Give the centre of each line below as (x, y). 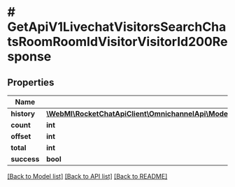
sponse (29, 57)
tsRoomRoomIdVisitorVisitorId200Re (117, 42)
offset (21, 136)
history (23, 114)
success (25, 159)
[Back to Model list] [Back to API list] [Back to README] (87, 176)
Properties (31, 82)
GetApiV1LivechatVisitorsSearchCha (117, 27)
